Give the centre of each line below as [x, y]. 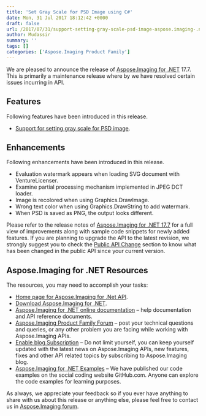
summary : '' [21, 40]
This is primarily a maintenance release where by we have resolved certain [101, 76]
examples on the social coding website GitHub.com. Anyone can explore [107, 375]
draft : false [23, 23]
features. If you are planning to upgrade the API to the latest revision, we [98, 238]
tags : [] [17, 47]
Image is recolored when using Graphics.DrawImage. [82, 200]
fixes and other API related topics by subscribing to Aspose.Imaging [101, 355]
